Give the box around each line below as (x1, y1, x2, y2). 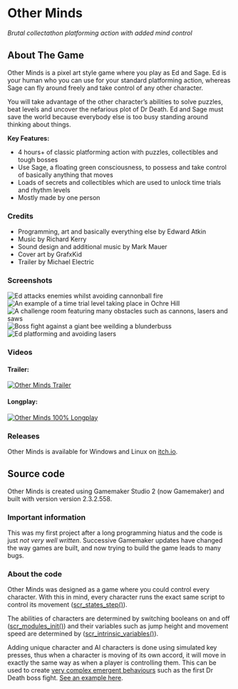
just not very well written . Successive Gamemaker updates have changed (7, 536, 223, 545)
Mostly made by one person (17, 193, 100, 201)
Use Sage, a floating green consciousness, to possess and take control (17, 163, 227, 171)
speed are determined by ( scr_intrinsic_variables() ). (7, 630, 159, 638)
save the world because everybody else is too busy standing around (7, 112, 208, 121)
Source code (7, 468, 66, 480)
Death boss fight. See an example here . (7, 673, 123, 683)
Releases (7, 431, 41, 441)
